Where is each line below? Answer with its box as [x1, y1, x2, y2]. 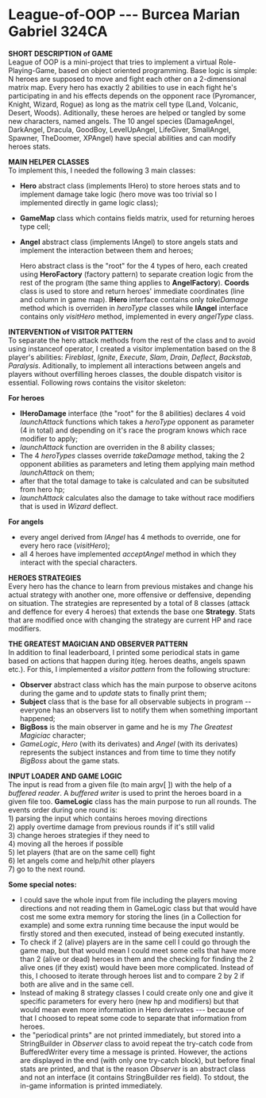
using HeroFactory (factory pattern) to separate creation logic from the [19, 269, 254, 279]
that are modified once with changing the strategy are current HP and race [8, 615, 253, 625]
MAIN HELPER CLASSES [8, 157, 90, 166]
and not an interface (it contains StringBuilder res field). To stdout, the [19, 1072, 249, 1082]
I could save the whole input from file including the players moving [19, 894, 237, 904]
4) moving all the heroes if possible [8, 839, 124, 848]
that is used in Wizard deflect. [19, 501, 118, 510]
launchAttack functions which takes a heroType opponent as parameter [19, 417, 255, 426]
